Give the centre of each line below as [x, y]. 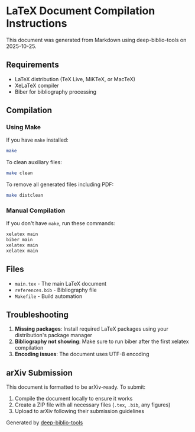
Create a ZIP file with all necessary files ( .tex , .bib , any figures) [92, 405]
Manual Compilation [36, 210]
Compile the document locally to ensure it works [74, 399]
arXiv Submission [39, 372]
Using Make [24, 127]
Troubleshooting [38, 315]
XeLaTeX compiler [37, 85]
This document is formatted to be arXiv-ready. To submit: [76, 387]
